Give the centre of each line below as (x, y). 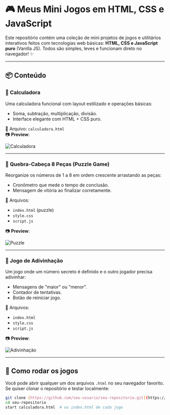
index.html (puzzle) (33, 210)
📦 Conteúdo (26, 75)
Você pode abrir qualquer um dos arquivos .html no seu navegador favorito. (85, 383)
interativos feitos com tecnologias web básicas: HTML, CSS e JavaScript (81, 43)
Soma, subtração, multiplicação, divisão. (55, 113)
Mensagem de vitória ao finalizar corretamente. (62, 190)
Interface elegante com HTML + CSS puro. (57, 119)
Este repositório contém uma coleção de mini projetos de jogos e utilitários (83, 38)
